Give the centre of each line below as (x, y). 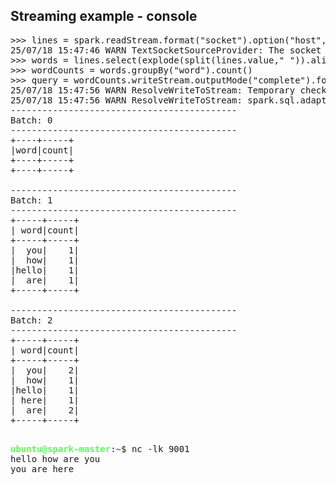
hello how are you (55, 458)
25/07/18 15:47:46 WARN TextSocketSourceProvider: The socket (166, 50)
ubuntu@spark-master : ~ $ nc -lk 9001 (100, 448)
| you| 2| (45, 370)
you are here (42, 468)
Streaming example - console (104, 16)
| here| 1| (45, 400)
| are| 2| (45, 410)
